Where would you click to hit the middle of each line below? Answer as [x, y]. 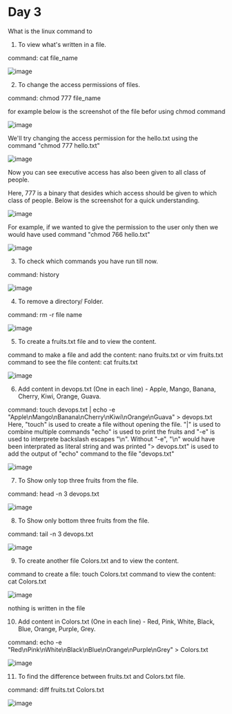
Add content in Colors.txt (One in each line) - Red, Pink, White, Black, [116, 621]
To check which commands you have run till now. [88, 261]
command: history [33, 274]
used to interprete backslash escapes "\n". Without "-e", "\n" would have [112, 438]
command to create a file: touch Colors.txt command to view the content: [112, 574]
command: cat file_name [43, 58]
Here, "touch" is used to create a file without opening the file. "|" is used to [114, 424]
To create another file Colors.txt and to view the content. [98, 561]
